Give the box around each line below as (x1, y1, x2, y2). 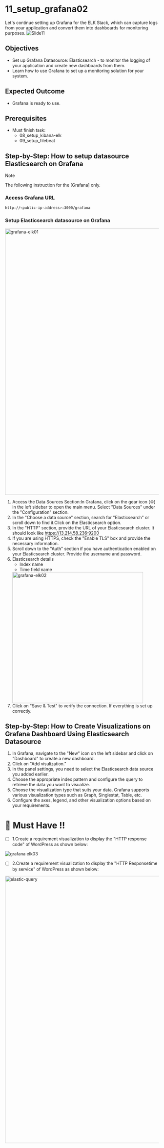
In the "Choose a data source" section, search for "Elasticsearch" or (12, 514, 150, 520)
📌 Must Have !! (5, 820, 65, 831)
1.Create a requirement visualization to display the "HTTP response (12, 836, 147, 842)
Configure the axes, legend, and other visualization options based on (12, 798, 151, 803)
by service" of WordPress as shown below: (12, 866, 99, 872)
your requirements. (12, 802, 51, 808)
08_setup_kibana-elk (19, 132, 62, 138)
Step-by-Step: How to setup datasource (5, 152, 129, 160)
